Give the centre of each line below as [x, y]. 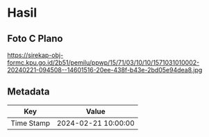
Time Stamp [31, 123]
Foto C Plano [35, 39]
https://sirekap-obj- [35, 55]
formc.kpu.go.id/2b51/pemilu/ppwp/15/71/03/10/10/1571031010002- [103, 63]
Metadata [28, 92]
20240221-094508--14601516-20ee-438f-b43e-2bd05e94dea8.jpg [105, 70]
